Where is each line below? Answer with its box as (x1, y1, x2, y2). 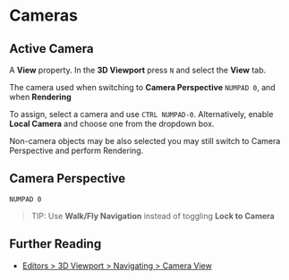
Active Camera (9, 41, 94, 56)
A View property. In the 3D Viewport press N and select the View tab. (9, 64, 267, 75)
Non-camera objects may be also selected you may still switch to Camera (9, 136, 281, 146)
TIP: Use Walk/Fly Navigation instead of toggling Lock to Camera (30, 210, 275, 221)
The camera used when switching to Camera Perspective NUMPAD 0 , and (9, 82, 276, 92)
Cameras (9, 5, 79, 26)
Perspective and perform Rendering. (9, 145, 144, 156)
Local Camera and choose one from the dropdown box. (9, 118, 215, 129)
